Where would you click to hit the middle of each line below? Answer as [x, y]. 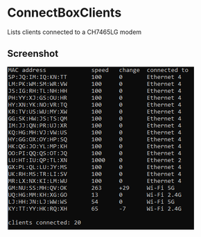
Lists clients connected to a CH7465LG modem [75, 32]
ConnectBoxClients [64, 13]
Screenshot [33, 54]
